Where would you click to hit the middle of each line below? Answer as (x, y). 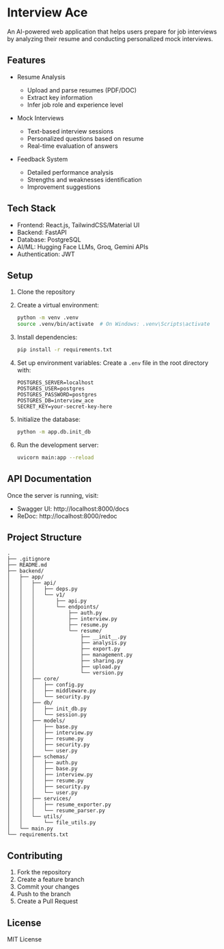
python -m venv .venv (47, 318)
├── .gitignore (29, 559)
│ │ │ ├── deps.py (42, 589)
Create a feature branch (51, 880)
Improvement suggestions (64, 187)
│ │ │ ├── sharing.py (66, 661)
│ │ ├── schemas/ (38, 757)
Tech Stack (31, 208)
